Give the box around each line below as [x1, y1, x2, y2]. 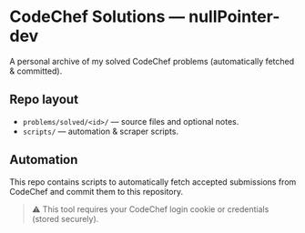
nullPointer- [188, 6, 280, 27]
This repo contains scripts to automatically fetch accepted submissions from [9, 176, 297, 187]
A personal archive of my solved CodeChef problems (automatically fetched [9, 56, 295, 66]
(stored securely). [31, 213, 99, 224]
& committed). [9, 66, 63, 76]
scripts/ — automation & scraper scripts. [22, 126, 179, 137]
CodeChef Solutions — [9, 6, 186, 27]
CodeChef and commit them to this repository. [9, 186, 184, 197]
